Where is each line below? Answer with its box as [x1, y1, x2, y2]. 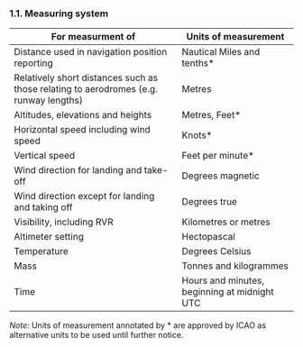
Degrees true [181, 196, 237, 208]
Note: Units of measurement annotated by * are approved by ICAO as [9, 320, 267, 331]
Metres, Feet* [181, 109, 241, 122]
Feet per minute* [181, 150, 254, 162]
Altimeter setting [14, 231, 84, 243]
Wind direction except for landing [14, 190, 155, 203]
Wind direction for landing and [14, 164, 142, 177]
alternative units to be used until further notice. [9, 330, 184, 341]
